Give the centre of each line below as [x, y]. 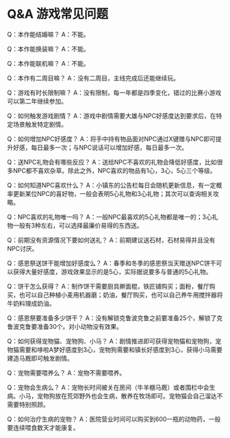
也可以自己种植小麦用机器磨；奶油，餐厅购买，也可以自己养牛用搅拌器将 [121, 295]
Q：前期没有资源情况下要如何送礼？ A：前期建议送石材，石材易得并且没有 [111, 240]
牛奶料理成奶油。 [31, 303]
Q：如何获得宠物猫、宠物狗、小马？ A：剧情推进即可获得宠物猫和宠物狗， [111, 341]
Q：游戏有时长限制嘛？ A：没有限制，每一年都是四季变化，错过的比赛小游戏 [114, 93]
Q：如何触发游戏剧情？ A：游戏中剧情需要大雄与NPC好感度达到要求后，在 [112, 115]
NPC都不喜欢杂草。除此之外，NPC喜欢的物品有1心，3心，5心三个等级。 [115, 170]
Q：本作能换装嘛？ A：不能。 [49, 49]
